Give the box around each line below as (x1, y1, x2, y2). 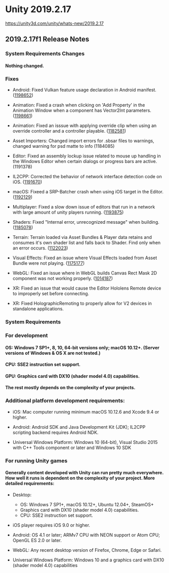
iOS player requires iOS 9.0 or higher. (12, 522, 90, 528)
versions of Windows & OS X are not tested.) (5, 350, 101, 356)
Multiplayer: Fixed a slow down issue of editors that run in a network (12, 204, 155, 210)
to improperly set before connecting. (12, 291, 90, 297)
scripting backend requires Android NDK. (12, 429, 99, 435)
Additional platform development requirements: (5, 397, 125, 404)
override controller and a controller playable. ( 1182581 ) (12, 128, 126, 134)
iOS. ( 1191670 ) (12, 179, 43, 185)
